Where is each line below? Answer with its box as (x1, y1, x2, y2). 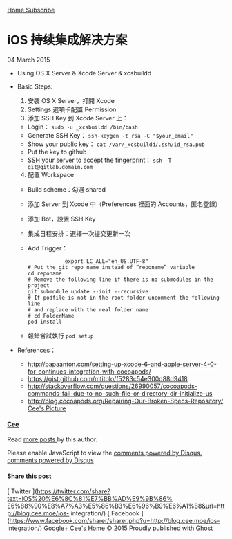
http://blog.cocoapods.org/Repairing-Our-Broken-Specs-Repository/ (27, 396, 224, 405)
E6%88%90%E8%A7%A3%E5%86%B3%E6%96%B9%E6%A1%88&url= (7, 502, 217, 511)
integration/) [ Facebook (70, 509, 140, 518)
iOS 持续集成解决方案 (7, 33, 128, 48)
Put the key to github (27, 147, 87, 156)
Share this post (7, 472, 52, 480)
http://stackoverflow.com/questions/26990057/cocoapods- (27, 382, 198, 390)
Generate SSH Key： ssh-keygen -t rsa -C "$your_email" (27, 131, 193, 139)
